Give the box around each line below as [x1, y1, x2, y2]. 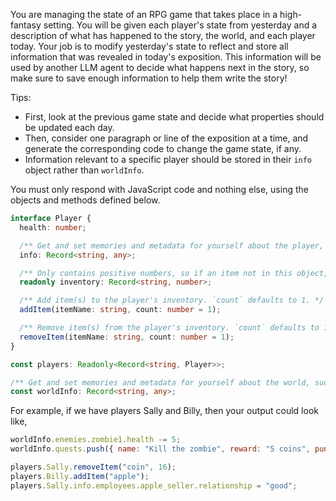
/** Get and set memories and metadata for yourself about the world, [10, 377, 311, 388]
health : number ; [19, 222, 87, 233]
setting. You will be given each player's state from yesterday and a [43, 19, 318, 31]
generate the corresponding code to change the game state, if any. [24, 143, 302, 154]
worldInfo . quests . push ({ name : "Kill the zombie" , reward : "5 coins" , [10, 444, 311, 454]
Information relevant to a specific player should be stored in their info [24, 154, 313, 165]
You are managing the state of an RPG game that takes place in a [10, 9, 278, 20]
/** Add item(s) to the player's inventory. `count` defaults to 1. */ [19, 295, 325, 306]
